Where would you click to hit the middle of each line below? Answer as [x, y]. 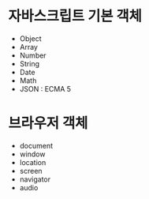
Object [30, 38]
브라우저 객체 [48, 124]
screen [31, 171]
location [33, 162]
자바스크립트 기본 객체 [75, 16]
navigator [35, 179]
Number [33, 55]
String [30, 63]
